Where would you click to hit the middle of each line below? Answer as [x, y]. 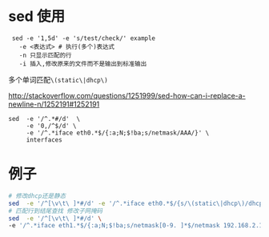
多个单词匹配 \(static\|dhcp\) [58, 79]
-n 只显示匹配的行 [45, 55]
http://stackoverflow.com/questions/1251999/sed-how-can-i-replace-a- [127, 95]
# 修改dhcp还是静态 [37, 196]
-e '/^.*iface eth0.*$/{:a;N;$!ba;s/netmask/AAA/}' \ [118, 133]
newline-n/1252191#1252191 [54, 104]
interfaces [44, 140]
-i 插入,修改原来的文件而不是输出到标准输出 [83, 64]
